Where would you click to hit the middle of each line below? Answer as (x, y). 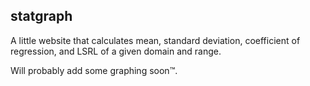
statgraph (41, 16)
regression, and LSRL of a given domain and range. (116, 51)
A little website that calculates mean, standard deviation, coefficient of (155, 40)
